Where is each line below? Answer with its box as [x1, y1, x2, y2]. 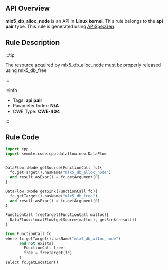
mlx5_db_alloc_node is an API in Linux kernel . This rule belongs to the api [5, 17, 163, 24]
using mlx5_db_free [5, 67, 47, 74]
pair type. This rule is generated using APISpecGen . [5, 23, 116, 29]
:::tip [5, 51, 15, 58]
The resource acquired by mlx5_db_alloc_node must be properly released [5, 62, 161, 68]
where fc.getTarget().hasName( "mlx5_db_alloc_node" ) [5, 236, 121, 241]
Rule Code [5, 133, 40, 142]
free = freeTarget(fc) [24, 250, 72, 256]
